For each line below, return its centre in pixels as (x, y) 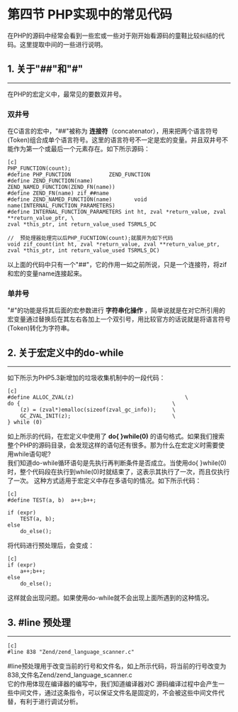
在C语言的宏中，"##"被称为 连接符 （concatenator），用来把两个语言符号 (113, 131)
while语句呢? (32, 454)
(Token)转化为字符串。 (40, 328)
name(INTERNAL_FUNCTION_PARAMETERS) (61, 206)
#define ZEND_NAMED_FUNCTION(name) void (77, 199)
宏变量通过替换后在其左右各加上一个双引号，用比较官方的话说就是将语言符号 (119, 319)
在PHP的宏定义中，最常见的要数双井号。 (67, 94)
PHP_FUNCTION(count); (39, 169)
